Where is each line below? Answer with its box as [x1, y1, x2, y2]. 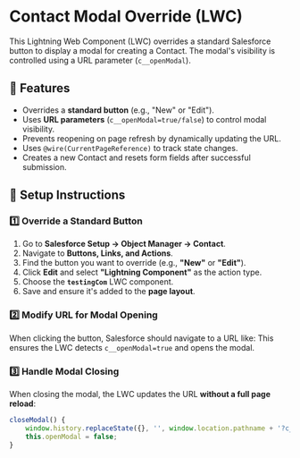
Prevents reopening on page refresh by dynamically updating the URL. [21, 132, 281, 144]
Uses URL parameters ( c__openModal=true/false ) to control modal [21, 114, 267, 124]
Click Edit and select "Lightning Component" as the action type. [21, 267, 262, 278]
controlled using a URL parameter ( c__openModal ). [9, 55, 192, 65]
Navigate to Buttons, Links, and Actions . [21, 248, 174, 259]
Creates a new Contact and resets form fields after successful [21, 152, 252, 163]
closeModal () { [9, 416, 66, 425]
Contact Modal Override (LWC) [9, 6, 243, 27]
